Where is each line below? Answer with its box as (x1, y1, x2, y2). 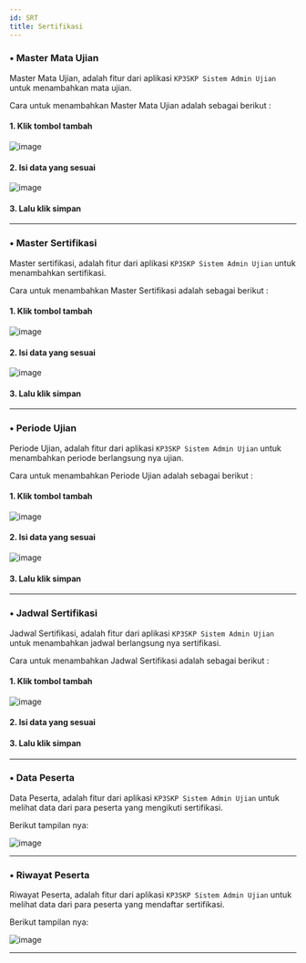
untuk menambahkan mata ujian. (9, 82, 132, 93)
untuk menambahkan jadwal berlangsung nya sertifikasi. (9, 637, 221, 648)
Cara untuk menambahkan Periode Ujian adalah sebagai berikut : (9, 470, 253, 481)
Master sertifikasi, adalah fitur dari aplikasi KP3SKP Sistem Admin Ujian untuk (9, 257, 296, 269)
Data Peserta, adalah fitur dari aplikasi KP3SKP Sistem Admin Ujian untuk (9, 792, 280, 803)
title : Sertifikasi (9, 22, 84, 31)
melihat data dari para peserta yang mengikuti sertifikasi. (9, 802, 223, 813)
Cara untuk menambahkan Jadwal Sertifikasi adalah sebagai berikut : (9, 655, 270, 666)
